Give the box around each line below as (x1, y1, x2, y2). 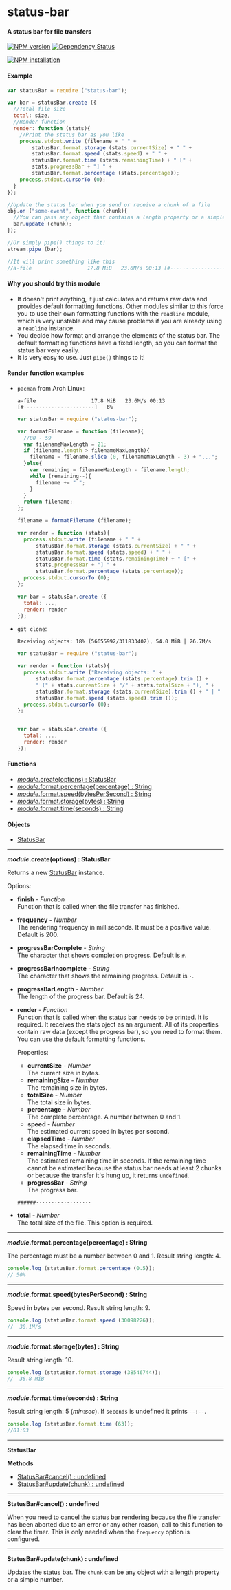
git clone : (16, 625, 47, 633)
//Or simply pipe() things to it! (7, 239, 107, 246)
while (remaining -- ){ (30, 473, 91, 480)
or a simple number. (7, 1576, 64, 1584)
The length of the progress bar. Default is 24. (16, 992, 145, 1001)
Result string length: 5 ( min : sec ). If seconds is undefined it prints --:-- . (7, 1408, 207, 1416)
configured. (7, 1535, 40, 1543)
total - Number (16, 1212, 60, 1220)
